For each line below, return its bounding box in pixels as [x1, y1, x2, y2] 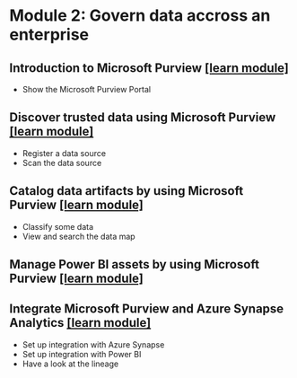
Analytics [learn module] [9, 315, 152, 330]
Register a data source [22, 147, 106, 158]
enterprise [9, 24, 90, 45]
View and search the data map [22, 231, 136, 242]
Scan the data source [22, 157, 102, 168]
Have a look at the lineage [22, 358, 119, 369]
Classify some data [22, 221, 94, 232]
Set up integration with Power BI [22, 348, 142, 359]
